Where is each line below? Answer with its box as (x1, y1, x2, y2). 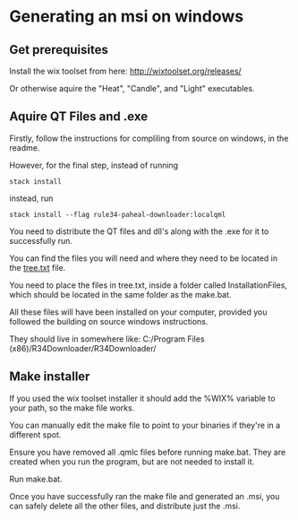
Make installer (9, 369, 90, 385)
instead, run (9, 193, 54, 204)
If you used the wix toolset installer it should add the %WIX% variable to (9, 393, 276, 403)
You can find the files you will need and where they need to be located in (9, 253, 278, 264)
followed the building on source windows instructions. (9, 316, 209, 326)
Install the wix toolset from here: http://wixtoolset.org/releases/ (9, 65, 242, 76)
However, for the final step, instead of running (9, 160, 179, 170)
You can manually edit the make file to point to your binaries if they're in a (9, 420, 281, 430)
